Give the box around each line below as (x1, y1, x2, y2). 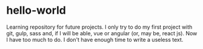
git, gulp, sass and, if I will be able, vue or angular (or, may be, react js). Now (6, 29, 198, 36)
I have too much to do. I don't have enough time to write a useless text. (6, 36, 184, 43)
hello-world (6, 4, 67, 17)
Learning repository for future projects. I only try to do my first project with (6, 23, 193, 30)
